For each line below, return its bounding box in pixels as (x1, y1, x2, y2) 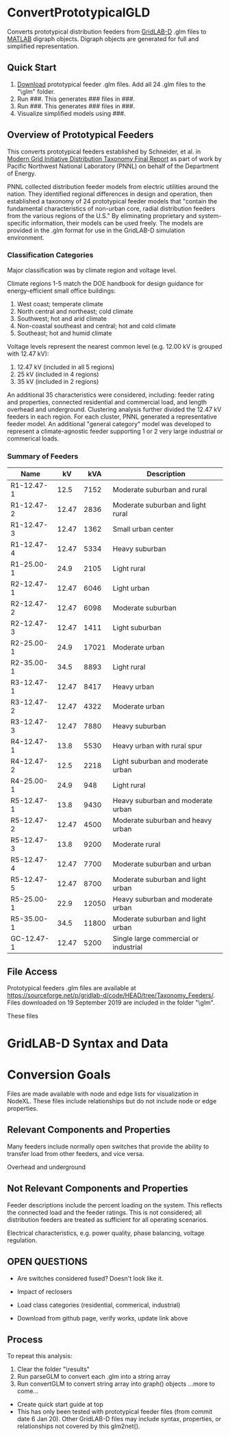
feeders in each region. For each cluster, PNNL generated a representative (7, 413, 218, 421)
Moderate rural (112, 839, 161, 849)
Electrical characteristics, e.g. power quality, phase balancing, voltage (7, 1229, 205, 1237)
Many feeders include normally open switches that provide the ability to (7, 1142, 209, 1151)
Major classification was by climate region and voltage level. (7, 266, 177, 274)
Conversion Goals (7, 1067, 111, 1083)
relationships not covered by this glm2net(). (16, 1422, 140, 1430)
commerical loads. (7, 434, 60, 443)
